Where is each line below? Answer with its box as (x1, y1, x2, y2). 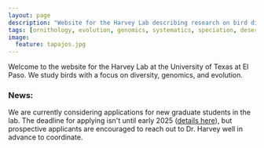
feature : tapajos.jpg (15, 41, 86, 49)
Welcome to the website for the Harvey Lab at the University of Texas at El (8, 62, 249, 71)
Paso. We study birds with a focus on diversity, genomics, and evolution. (8, 70, 244, 80)
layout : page (8, 11, 51, 20)
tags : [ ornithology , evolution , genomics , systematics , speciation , (8, 26, 237, 34)
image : (8, 33, 30, 42)
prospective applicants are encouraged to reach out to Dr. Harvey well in (8, 125, 244, 134)
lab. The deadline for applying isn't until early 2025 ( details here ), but (8, 116, 233, 125)
